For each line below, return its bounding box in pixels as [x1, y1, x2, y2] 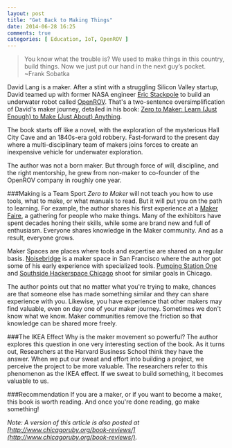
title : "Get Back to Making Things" [7, 17, 113, 24]
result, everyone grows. [7, 233, 75, 242]
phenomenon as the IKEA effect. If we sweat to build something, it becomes [7, 370, 224, 378]
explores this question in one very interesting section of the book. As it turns [7, 340, 225, 348]
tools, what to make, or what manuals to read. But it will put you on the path [7, 197, 222, 205]
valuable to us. [7, 377, 49, 385]
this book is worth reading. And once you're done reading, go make [7, 397, 199, 406]
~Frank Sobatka [24, 70, 71, 78]
